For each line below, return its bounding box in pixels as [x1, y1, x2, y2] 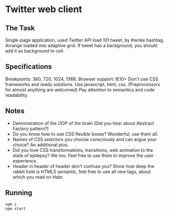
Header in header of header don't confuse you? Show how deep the [12, 163, 155, 169]
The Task [5, 24, 35, 32]
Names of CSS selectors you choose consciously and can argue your [12, 136, 157, 142]
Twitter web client [5, 4, 82, 15]
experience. [12, 158, 38, 164]
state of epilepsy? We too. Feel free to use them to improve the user [12, 152, 154, 158]
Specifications [5, 62, 52, 71]
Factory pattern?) [12, 125, 49, 132]
